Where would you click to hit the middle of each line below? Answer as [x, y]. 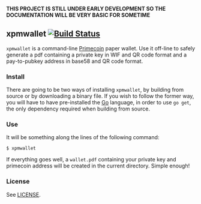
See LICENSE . [23, 194]
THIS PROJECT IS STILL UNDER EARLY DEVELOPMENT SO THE [86, 9]
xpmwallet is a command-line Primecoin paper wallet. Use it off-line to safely [101, 48]
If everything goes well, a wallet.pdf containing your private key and [91, 160]
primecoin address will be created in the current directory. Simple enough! [98, 166]
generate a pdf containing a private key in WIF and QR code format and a [97, 55]
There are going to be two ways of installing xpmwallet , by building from [95, 90]
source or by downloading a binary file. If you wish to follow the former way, [100, 96]
